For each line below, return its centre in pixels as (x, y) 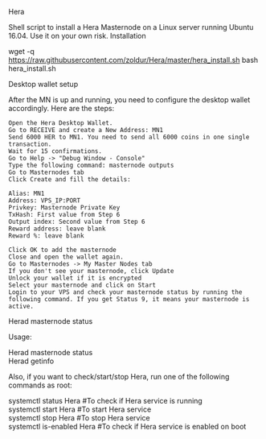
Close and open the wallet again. (66, 257)
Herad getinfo (31, 361)
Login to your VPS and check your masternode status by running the (125, 292)
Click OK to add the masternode (62, 250)
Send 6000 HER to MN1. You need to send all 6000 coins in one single (129, 137)
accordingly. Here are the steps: (61, 108)
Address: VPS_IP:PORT (45, 201)
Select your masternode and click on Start (82, 285)
